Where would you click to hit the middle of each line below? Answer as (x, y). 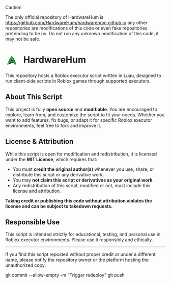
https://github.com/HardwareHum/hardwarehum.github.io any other (76, 23)
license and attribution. (37, 191)
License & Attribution (39, 141)
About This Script (34, 97)
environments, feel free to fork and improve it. (53, 125)
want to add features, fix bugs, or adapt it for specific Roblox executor (79, 120)
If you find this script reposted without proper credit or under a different (80, 254)
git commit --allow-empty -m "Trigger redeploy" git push (65, 275)
